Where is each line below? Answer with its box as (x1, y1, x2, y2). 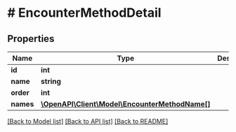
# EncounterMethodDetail (7, 5, 162, 21)
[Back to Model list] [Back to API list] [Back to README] (7, 117, 169, 125)
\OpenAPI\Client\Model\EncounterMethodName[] (41, 99, 211, 109)
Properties (7, 33, 55, 45)
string (41, 77, 62, 86)
